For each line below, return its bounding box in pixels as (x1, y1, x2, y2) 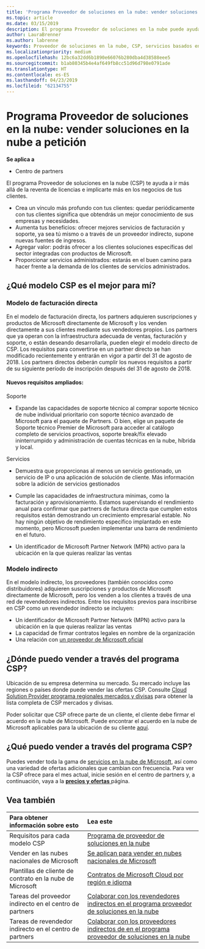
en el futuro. (15, 531, 46, 538)
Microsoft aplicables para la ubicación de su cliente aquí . (6, 724, 149, 731)
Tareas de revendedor (9, 917, 73, 925)
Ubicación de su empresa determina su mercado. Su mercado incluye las (6, 679, 190, 686)
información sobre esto (9, 821, 79, 830)
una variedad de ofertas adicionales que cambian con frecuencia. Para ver (6, 764, 194, 771)
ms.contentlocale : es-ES (6, 72, 70, 78)
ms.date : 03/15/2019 (6, 20, 59, 26)
